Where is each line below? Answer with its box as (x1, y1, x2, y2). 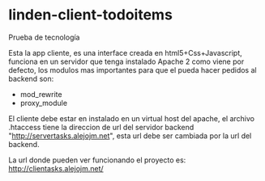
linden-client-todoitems (8, 6, 173, 24)
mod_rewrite (19, 89, 62, 99)
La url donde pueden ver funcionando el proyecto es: (8, 155, 186, 165)
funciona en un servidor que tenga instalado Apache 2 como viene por (8, 57, 245, 66)
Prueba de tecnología (8, 32, 80, 42)
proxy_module (19, 98, 67, 107)
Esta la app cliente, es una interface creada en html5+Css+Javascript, (8, 48, 243, 57)
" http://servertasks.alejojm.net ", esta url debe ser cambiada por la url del (8, 131, 252, 141)
